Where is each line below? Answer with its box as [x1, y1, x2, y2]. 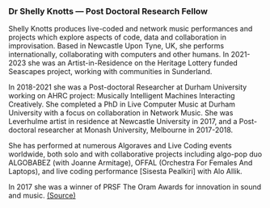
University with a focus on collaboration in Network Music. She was [8, 108, 234, 118]
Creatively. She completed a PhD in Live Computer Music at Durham [8, 99, 236, 110]
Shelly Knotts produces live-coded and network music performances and [8, 24, 253, 34]
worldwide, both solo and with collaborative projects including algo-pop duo [8, 149, 263, 159]
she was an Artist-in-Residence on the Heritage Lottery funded [27, 58, 238, 68]
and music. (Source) [8, 191, 77, 201]
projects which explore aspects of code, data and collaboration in [8, 32, 226, 42]
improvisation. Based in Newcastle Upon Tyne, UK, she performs [8, 41, 225, 51]
